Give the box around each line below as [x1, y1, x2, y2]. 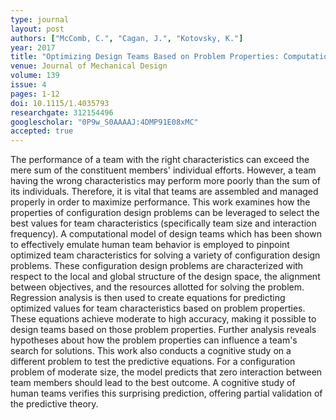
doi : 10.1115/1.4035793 [10, 98, 110, 108]
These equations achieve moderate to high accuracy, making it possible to [10, 313, 317, 325]
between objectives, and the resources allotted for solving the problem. [10, 281, 305, 293]
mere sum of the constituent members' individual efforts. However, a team [10, 164, 317, 176]
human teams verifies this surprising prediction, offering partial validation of [10, 387, 323, 400]
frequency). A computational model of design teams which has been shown [10, 228, 322, 240]
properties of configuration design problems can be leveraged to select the [10, 207, 320, 219]
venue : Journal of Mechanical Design [10, 61, 168, 71]
